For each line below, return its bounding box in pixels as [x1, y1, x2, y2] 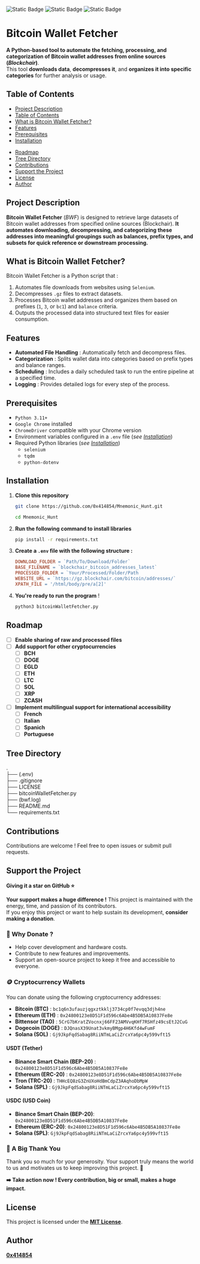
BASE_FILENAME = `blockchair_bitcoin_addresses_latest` [14, 565, 157, 571]
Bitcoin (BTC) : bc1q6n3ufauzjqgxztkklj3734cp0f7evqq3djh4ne [14, 1005, 166, 1013]
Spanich [23, 724, 46, 731]
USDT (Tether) [6, 1045, 43, 1052]
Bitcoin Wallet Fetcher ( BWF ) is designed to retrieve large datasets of [6, 213, 178, 221]
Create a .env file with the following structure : [14, 547, 133, 554]
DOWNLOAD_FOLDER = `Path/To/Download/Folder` [14, 559, 131, 565]
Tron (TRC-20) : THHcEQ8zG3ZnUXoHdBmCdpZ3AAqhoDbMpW [14, 1077, 148, 1084]
